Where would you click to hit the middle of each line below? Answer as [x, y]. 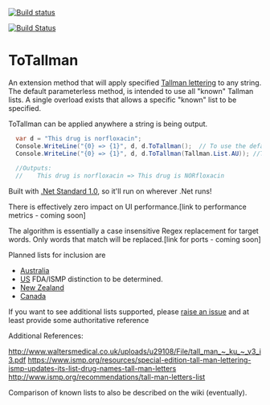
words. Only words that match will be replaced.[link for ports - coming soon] [135, 239]
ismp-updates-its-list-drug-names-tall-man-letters [92, 369]
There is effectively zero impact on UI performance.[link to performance [128, 207]
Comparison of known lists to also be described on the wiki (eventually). [128, 393]
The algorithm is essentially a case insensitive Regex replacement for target [133, 231]
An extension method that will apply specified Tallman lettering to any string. [135, 82]
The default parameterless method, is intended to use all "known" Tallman [131, 91]
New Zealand [42, 288]
